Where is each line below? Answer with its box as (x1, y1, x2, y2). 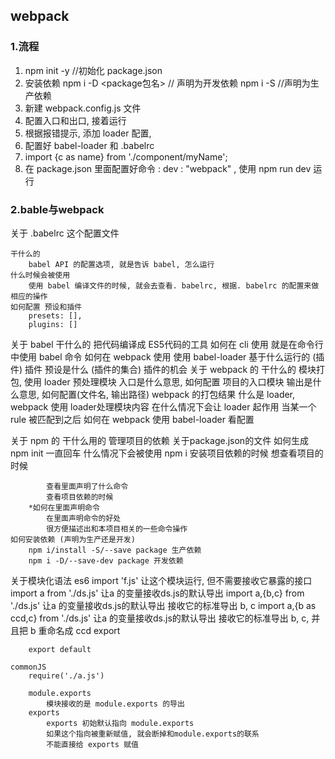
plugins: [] (28, 319, 78, 329)
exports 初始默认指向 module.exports (46, 718, 195, 728)
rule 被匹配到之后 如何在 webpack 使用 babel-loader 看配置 (10, 413, 255, 425)
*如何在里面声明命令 (28, 502, 100, 513)
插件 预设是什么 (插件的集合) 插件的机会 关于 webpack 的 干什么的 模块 (24, 363, 317, 375)
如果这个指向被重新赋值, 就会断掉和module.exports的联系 (46, 729, 260, 739)
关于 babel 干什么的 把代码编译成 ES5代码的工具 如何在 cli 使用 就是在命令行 (10, 338, 324, 350)
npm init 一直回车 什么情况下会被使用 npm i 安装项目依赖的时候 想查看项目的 (10, 447, 324, 459)
